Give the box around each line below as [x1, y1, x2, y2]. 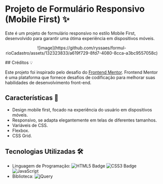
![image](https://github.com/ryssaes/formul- [37, 45, 127, 51]
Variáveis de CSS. [12, 122, 48, 128]
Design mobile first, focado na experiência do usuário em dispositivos [12, 106, 152, 113]
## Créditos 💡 [5, 60, 33, 65]
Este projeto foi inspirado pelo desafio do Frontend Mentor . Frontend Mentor [5, 69, 158, 75]
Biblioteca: [12, 173, 34, 179]
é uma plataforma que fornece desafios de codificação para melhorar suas [5, 74, 156, 80]
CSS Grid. [12, 133, 32, 139]
